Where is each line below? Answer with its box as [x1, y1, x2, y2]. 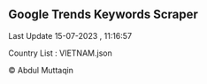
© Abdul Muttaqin [8, 65, 74, 75]
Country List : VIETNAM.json [8, 48, 112, 58]
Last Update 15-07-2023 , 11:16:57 [8, 30, 133, 41]
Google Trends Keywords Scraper [8, 7, 198, 22]
